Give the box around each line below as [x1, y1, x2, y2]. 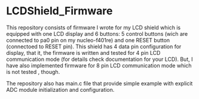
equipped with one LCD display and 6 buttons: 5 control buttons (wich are [6, 30, 188, 37]
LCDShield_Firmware [6, 4, 113, 18]
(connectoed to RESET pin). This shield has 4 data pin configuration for [6, 43, 182, 50]
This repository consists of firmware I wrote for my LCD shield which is [6, 24, 181, 31]
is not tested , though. [6, 68, 60, 75]
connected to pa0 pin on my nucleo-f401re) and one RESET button [6, 36, 170, 44]
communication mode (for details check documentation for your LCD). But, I [6, 55, 193, 63]
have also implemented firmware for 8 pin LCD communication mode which [6, 61, 192, 69]
